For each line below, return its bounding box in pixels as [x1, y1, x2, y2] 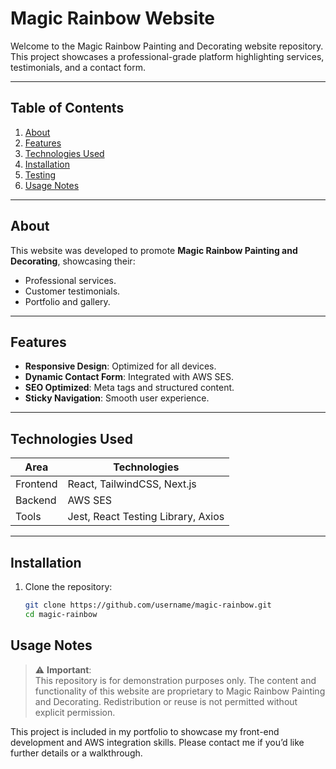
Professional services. [24, 274, 117, 286]
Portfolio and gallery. [24, 295, 111, 307]
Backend [15, 493, 57, 507]
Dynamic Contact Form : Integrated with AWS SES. [24, 371, 235, 383]
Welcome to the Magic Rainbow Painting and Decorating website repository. [10, 40, 324, 52]
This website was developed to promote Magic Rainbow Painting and [10, 244, 298, 256]
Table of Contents [10, 100, 125, 117]
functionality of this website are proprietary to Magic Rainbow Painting [34, 685, 326, 697]
